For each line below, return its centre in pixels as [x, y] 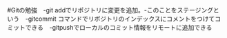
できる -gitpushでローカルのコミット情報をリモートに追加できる [119, 27]
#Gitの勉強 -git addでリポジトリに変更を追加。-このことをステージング [110, 10]
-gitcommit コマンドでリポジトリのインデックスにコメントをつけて [120, 19]
